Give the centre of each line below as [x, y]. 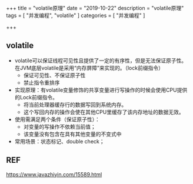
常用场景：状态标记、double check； [59, 141]
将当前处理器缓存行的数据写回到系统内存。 [75, 105]
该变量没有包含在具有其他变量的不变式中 [72, 134]
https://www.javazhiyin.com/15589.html [54, 174]
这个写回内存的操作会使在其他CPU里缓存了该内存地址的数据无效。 [104, 112]
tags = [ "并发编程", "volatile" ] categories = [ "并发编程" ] [76, 15]
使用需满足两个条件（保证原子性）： [57, 119]
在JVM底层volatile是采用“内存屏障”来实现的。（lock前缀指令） [89, 68]
